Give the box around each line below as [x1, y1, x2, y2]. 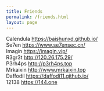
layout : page [6, 19, 38, 25]
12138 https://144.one [6, 79, 58, 86]
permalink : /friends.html [6, 14, 69, 20]
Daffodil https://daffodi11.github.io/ [6, 72, 89, 79]
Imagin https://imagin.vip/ [6, 48, 68, 55]
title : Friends [6, 8, 43, 15]
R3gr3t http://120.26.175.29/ [6, 54, 73, 61]
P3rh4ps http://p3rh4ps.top [6, 60, 73, 67]
